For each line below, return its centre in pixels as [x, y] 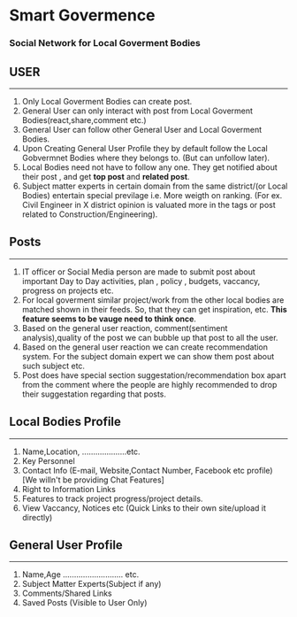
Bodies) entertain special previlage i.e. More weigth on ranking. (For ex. [152, 195]
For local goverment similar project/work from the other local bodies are [153, 300]
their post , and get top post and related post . [106, 176]
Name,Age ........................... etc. [80, 575]
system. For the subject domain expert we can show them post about [148, 356]
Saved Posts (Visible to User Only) [84, 603]
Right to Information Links [69, 489]
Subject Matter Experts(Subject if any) [91, 584]
